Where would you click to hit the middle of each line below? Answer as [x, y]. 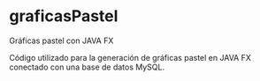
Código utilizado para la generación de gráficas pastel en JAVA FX [130, 57]
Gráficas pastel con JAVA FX [61, 40]
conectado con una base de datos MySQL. [87, 67]
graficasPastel [64, 16]
